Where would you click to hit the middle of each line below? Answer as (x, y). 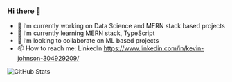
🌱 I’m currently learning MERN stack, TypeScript (86, 33)
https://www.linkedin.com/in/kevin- (154, 48)
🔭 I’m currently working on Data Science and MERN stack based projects (121, 26)
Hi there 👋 (24, 11)
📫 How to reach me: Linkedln (60, 48)
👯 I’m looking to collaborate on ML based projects (88, 41)
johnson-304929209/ (48, 59)
